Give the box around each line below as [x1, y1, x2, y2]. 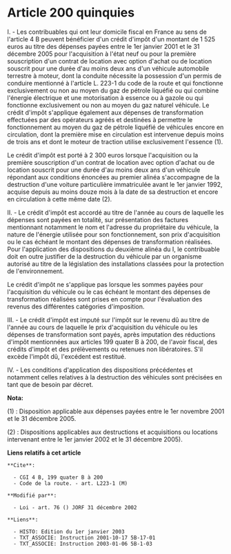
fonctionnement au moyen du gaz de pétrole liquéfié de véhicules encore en [7, 123, 224, 131]
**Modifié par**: [7, 492, 57, 499]
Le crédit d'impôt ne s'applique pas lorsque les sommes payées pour [7, 280, 203, 288]
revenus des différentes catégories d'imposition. [7, 302, 145, 310]
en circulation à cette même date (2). [7, 195, 112, 203]
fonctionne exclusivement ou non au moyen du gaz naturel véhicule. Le [7, 101, 210, 109]
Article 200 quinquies [7, 5, 135, 21]
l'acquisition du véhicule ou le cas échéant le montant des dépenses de [7, 288, 210, 296]
